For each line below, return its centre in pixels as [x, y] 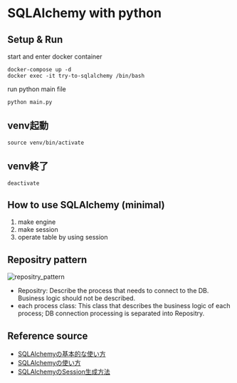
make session [38, 230]
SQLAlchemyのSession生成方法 [64, 372]
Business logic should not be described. [77, 298]
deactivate [23, 183]
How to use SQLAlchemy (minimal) [86, 205]
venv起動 [28, 126]
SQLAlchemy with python [85, 13]
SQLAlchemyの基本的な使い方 [62, 354]
